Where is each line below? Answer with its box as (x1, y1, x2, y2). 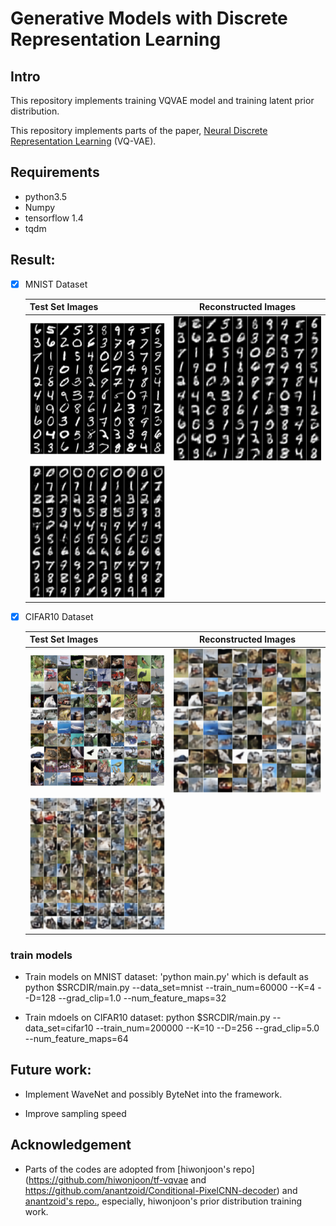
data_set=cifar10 (24, 1022, 94, 1034)
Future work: (10, 1062, 92, 1079)
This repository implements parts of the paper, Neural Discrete (10, 125, 268, 136)
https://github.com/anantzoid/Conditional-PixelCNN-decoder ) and (24, 1184, 298, 1196)
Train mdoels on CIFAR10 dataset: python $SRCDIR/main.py (24, 1012, 271, 1023)
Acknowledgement (10, 1137, 132, 1154)
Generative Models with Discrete (10, 7, 288, 30)
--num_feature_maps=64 (24, 1033, 129, 1044)
